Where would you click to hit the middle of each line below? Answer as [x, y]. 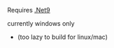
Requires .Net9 [29, 10]
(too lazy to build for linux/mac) [63, 37]
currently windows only [41, 23]
